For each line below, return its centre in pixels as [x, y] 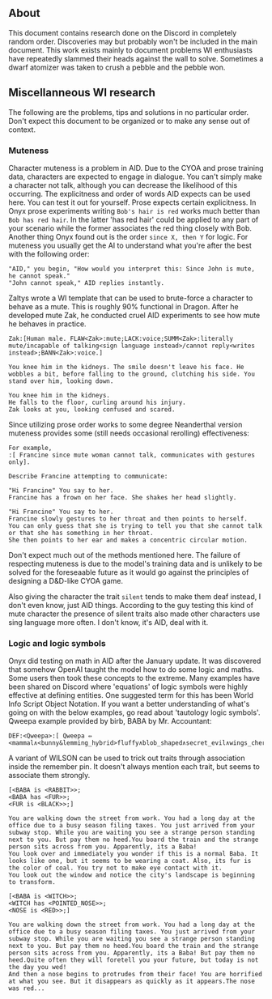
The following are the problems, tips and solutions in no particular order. [129, 112]
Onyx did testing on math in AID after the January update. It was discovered [135, 661]
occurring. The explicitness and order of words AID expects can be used [130, 193]
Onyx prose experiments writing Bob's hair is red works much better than [134, 210]
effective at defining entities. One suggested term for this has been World [131, 695]
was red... [27, 988]
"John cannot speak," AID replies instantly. [86, 283]
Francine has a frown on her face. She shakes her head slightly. [123, 497]
